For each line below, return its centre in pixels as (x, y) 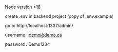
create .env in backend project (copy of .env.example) (59, 16)
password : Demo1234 (28, 44)
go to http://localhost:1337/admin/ (39, 26)
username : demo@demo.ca (34, 35)
